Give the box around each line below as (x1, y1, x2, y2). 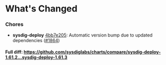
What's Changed (5, 3, 78, 14)
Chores (5, 21, 24, 28)
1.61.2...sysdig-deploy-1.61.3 (5, 54, 68, 60)
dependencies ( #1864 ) (12, 37, 60, 43)
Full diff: (5, 49, 23, 55)
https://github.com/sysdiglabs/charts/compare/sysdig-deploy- (23, 49, 161, 55)
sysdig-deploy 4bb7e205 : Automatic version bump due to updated (12, 32, 153, 38)
